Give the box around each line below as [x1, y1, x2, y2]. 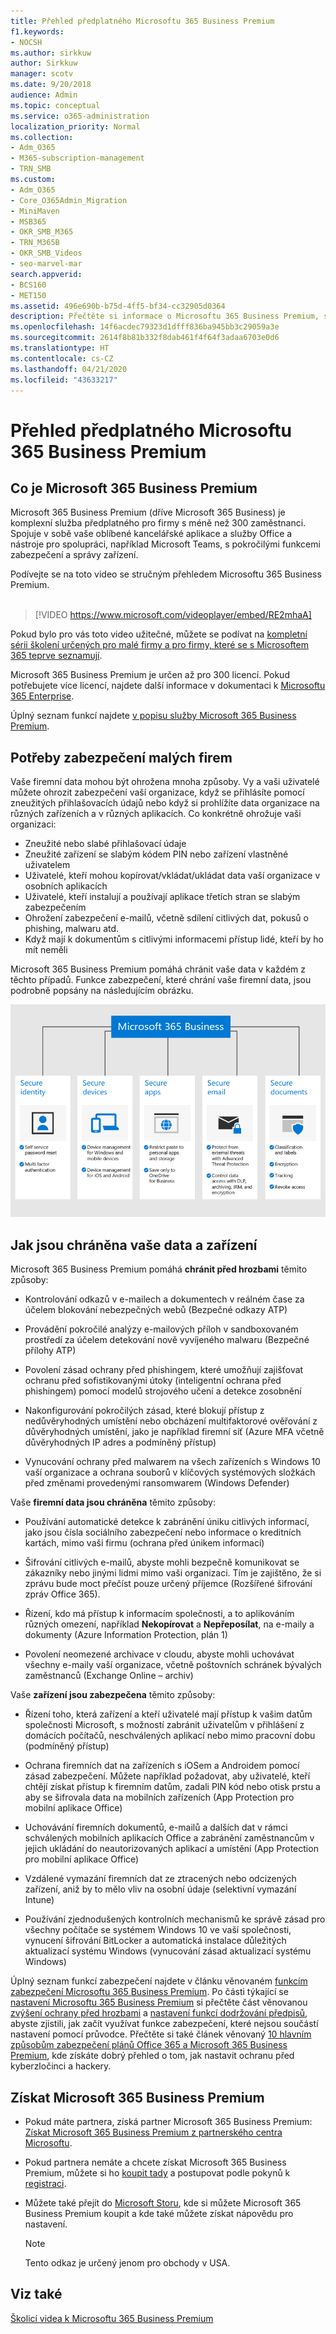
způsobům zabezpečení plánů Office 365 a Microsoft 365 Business [10, 2039, 288, 2051]
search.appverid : [10, 269, 83, 279]
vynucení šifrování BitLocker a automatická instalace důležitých [24, 1935, 287, 1947]
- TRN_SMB [10, 164, 52, 174]
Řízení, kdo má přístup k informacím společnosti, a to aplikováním [24, 1608, 295, 1620]
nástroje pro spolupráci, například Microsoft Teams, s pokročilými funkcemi [10, 538, 321, 550]
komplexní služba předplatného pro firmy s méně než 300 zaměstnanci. [10, 517, 307, 529]
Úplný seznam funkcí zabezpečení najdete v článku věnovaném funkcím [10, 1975, 308, 1987]
